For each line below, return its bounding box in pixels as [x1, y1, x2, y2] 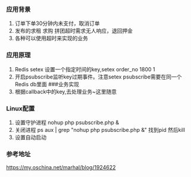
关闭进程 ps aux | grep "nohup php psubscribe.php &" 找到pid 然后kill [14, 126, 186, 133]
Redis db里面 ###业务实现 [14, 80, 79, 87]
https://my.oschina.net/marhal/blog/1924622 [6, 164, 116, 171]
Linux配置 [6, 104, 35, 112]
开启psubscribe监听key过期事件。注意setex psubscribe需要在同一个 [14, 73, 182, 80]
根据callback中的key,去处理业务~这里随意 [14, 88, 117, 95]
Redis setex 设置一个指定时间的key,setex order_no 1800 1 [14, 65, 155, 72]
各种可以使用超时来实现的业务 [14, 34, 88, 42]
